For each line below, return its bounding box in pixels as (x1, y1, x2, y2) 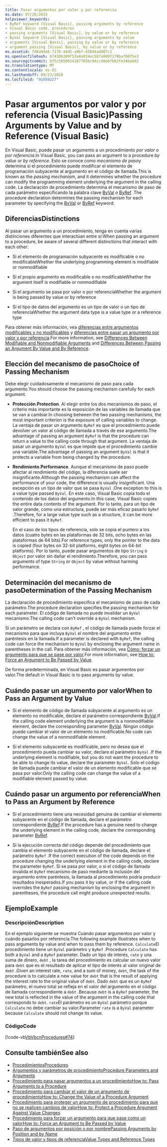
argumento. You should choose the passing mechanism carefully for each (5, 386, 155, 392)
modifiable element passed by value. (12, 775, 88, 781)
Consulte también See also (5, 1049, 88, 1057)
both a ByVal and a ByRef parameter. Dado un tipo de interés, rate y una (5, 952, 152, 958)
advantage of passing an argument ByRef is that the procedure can (12, 433, 149, 439)
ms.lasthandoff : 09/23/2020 (5, 72, 64, 77)
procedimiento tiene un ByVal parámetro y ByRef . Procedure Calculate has (5, 947, 157, 953)
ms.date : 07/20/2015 (5, 12, 48, 17)
